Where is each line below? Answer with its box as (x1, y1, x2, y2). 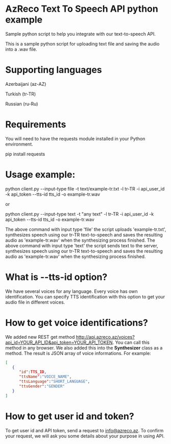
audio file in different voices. (5, 299, 65, 305)
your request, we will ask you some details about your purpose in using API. (5, 433, 165, 439)
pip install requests (5, 151, 45, 157)
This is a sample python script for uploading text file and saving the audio (5, 40, 160, 46)
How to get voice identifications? (5, 317, 148, 329)
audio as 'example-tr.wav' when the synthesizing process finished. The (5, 237, 156, 243)
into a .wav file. (5, 46, 37, 52)
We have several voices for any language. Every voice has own (5, 288, 138, 294)
